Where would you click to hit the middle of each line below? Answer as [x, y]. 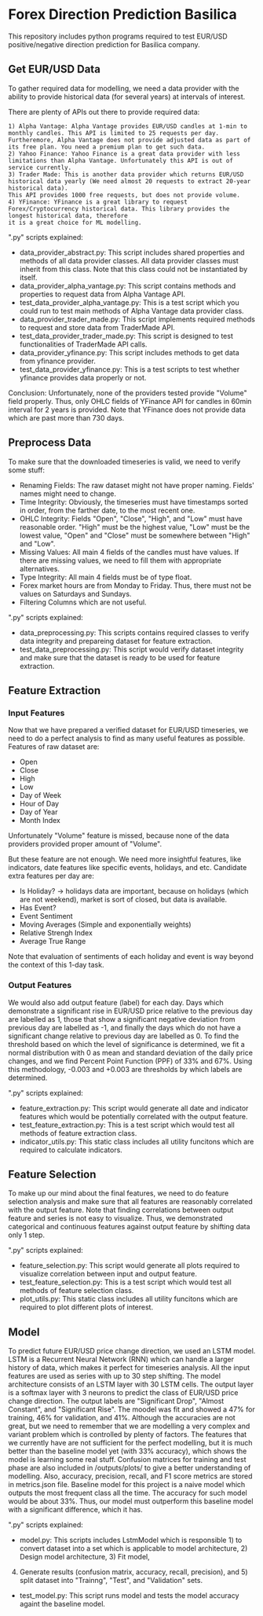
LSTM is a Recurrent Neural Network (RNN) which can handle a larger [121, 1359]
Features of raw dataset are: [54, 747]
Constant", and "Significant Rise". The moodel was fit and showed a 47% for [131, 1409]
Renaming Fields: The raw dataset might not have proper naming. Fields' [137, 485]
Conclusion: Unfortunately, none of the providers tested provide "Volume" [128, 393]
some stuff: [27, 470]
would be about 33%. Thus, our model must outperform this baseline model [131, 1501]
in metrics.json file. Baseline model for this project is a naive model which [127, 1485]
